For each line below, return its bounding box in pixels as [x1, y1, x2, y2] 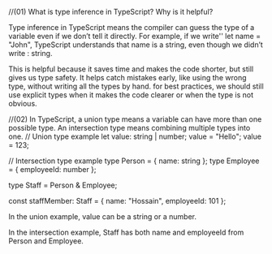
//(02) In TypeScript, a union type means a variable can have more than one [8, 114, 262, 124]
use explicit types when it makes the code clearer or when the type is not [8, 90, 254, 100]
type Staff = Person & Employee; [8, 180, 118, 190]
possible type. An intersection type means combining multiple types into [8, 123, 251, 132]
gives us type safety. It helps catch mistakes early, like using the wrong [8, 73, 247, 82]
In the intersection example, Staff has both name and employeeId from [8, 227, 244, 237]
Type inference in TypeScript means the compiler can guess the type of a [8, 23, 255, 32]
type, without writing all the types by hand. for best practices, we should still [8, 81, 264, 91]
